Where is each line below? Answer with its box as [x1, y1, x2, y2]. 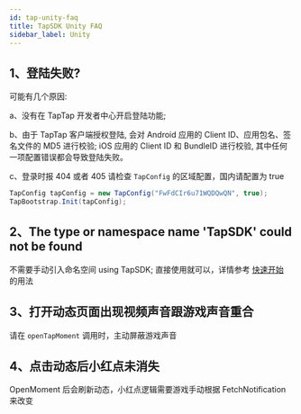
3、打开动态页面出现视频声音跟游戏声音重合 [9, 304, 254, 319]
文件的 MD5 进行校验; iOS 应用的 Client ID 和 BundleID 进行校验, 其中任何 [16, 140, 288, 151]
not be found [9, 239, 83, 255]
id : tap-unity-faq [9, 13, 78, 22]
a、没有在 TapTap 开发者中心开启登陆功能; [9, 110, 167, 121]
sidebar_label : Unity [9, 30, 91, 39]
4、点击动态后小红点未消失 [9, 358, 160, 373]
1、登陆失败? [9, 65, 81, 81]
